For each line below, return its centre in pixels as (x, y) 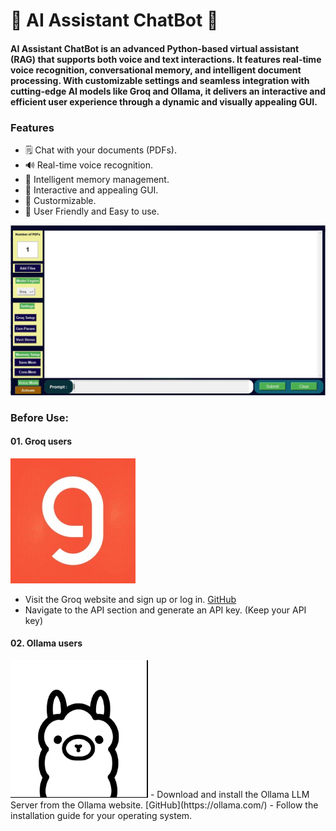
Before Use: (39, 417)
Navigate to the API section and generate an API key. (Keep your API (165, 610)
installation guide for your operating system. (101, 816)
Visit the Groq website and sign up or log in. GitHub (130, 599)
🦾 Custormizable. (60, 201)
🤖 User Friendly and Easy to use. (92, 211)
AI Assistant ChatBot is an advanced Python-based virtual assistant (155, 48)
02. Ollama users (46, 643)
